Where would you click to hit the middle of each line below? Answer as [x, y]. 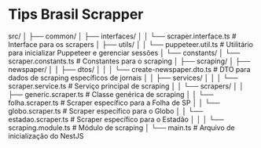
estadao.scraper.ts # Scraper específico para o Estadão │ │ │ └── [116, 119]
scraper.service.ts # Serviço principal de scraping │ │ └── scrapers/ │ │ [126, 86]
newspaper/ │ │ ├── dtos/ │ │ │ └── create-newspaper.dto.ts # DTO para [129, 69]
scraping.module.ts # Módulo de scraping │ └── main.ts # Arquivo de [121, 128]
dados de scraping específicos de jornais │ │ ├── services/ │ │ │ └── [123, 78]
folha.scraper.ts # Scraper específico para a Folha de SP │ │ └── [114, 103]
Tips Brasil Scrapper [76, 14]
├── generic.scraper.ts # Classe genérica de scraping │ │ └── [111, 94]
